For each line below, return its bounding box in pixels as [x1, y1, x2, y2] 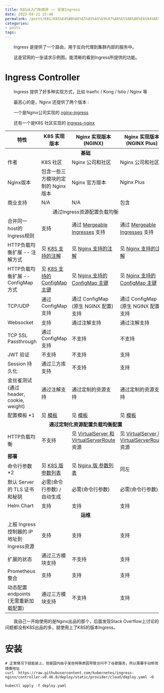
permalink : [5, 16, 27, 21]
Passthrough [7, 338, 37, 345]
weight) [7, 403, 25, 410]
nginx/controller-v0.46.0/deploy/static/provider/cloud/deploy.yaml [5, 674, 147, 679]
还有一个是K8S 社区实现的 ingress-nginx [13, 120, 95, 125]
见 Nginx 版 [71, 462, 98, 469]
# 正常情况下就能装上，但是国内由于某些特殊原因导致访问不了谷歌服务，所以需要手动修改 [5, 661, 159, 666]
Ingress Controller [5, 72, 81, 83]
